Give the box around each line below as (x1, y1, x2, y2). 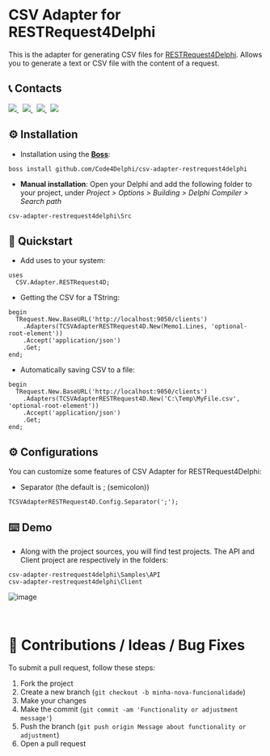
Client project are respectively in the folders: (19, 554, 168, 564)
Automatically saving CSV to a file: (19, 365, 135, 375)
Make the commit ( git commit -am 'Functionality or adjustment (19, 704, 238, 714)
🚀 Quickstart (8, 234, 73, 248)
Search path (19, 197, 62, 206)
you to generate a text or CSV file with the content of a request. (8, 58, 220, 68)
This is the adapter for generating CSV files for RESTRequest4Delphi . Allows (8, 49, 263, 59)
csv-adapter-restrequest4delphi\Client (8, 577, 143, 586)
